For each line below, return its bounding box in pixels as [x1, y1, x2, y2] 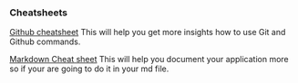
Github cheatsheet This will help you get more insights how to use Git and [9, 27, 286, 38]
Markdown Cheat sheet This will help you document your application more [9, 54, 289, 65]
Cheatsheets [9, 6, 68, 19]
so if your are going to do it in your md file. [9, 63, 170, 74]
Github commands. [9, 36, 81, 47]
